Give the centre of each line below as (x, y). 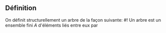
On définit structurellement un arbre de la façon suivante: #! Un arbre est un (83, 20)
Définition (21, 8)
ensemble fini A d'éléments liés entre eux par (52, 25)
